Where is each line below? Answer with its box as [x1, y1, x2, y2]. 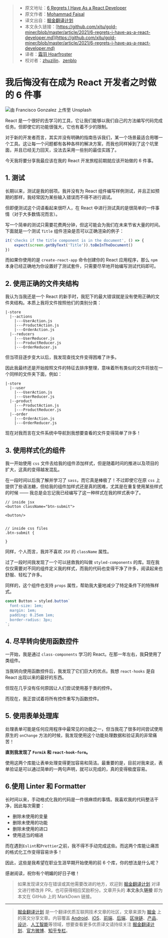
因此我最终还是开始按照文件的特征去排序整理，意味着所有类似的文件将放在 [5, 365, 158, 371]
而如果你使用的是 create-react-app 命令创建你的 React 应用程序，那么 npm [5, 257, 158, 263]
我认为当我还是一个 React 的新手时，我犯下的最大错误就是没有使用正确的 [5, 293, 155, 299]
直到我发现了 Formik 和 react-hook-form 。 [5, 749, 91, 755]
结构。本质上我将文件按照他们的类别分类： [13, 300, 101, 306]
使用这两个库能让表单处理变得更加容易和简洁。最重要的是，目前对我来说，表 [5, 760, 163, 766]
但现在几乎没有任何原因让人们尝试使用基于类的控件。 [5, 685, 115, 691]
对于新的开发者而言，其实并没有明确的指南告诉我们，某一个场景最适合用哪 [5, 134, 158, 140]
